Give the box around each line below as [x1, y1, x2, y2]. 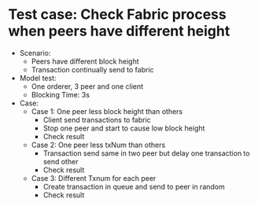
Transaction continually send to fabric [31, 64, 155, 74]
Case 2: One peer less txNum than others [31, 140, 166, 149]
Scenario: [19, 48, 51, 57]
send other [42, 156, 79, 166]
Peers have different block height [31, 57, 139, 66]
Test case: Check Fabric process [8, 6, 227, 24]
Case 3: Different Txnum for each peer [31, 173, 157, 182]
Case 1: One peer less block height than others [31, 106, 183, 116]
